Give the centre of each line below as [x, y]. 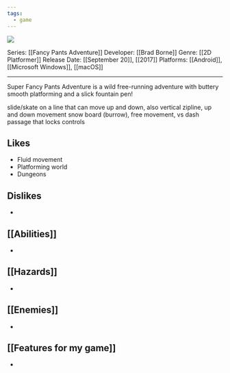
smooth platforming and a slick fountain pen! [70, 94]
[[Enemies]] [33, 310]
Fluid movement [40, 160]
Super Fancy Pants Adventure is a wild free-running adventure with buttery [113, 86]
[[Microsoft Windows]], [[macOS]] [55, 67]
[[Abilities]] [32, 234]
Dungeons [31, 174]
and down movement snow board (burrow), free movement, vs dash [103, 115]
